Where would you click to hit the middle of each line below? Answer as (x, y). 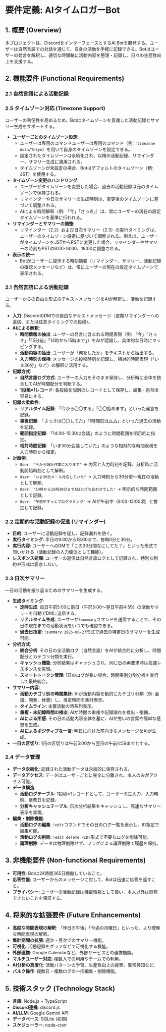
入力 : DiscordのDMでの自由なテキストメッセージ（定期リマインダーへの (86, 316)
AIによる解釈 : (26, 328)
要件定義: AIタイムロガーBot (63, 10)
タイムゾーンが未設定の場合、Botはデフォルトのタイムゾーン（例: (86, 168)
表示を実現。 (33, 812)
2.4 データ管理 (23, 757)
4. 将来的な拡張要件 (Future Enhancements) (73, 915)
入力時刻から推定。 (39, 452)
